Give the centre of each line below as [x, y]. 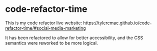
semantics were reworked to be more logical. [52, 43]
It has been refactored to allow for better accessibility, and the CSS [74, 38]
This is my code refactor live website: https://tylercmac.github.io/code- [78, 23]
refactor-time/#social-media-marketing [45, 28]
